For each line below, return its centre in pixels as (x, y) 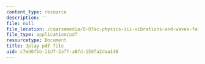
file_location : (26, 29)
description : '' (27, 18)
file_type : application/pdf (42, 35)
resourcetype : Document (37, 40)
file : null (20, 23)
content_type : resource (37, 12)
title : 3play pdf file (35, 46)
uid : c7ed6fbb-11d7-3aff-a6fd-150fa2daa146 (63, 52)
